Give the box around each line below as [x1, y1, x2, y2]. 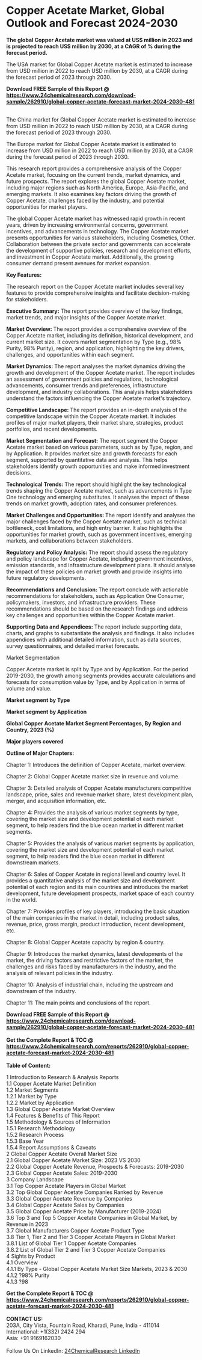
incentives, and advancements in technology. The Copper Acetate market [6, 227, 189, 235]
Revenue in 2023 [6, 1220, 49, 1228]
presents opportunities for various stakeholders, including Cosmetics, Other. [6, 234, 195, 241]
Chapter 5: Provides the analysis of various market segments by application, [6, 840, 195, 847]
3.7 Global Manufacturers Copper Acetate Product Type [6, 1226, 145, 1234]
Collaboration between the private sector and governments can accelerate [6, 240, 191, 247]
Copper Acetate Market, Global [6, 4, 165, 17]
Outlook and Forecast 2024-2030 [6, 16, 179, 30]
